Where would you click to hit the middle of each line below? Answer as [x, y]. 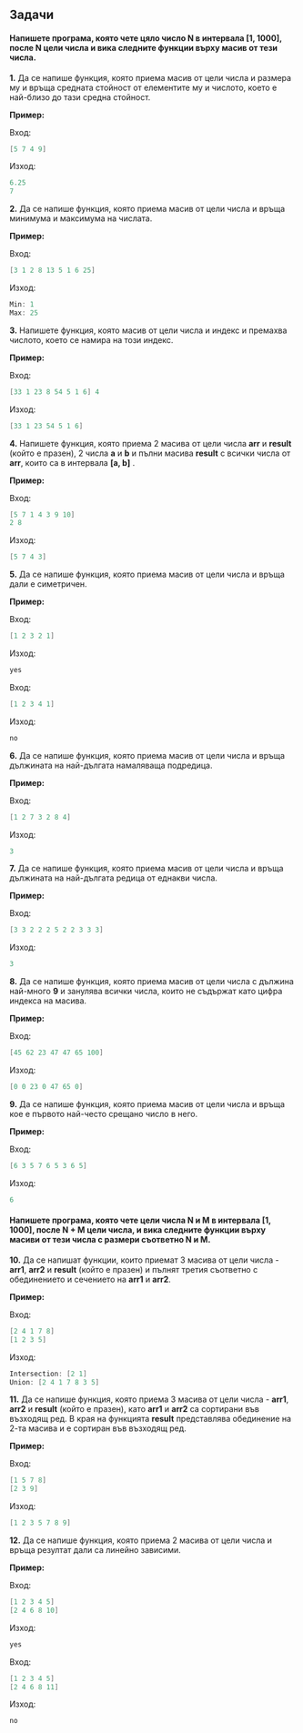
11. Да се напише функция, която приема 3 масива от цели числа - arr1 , [149, 1399]
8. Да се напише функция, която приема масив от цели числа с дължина [151, 982]
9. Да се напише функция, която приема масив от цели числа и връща [147, 1103]
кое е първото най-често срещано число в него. [104, 1113]
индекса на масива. [48, 1001]
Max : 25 [24, 313]
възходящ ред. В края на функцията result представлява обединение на [151, 1419]
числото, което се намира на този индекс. [91, 339]
